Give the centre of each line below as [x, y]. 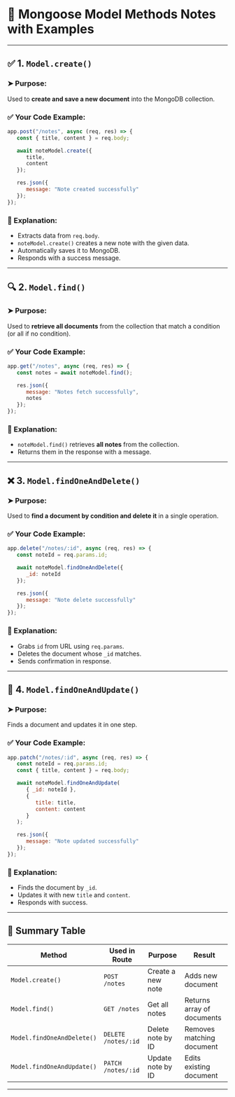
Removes [200, 1029]
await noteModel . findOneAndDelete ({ [70, 568]
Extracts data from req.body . [58, 235]
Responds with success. [52, 902]
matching [200, 1037]
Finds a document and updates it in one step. [72, 725]
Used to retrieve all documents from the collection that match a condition [114, 326]
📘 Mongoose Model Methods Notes [112, 14]
